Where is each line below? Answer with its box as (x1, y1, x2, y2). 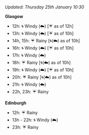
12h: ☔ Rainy (12, 110, 38, 116)
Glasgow (5, 14, 23, 19)
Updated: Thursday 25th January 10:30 (5, 4, 84, 10)
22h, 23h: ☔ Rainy (12, 89, 49, 94)
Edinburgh (5, 100, 27, 106)
